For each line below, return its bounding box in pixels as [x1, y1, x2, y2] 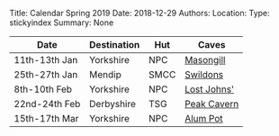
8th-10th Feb [13, 83, 73, 95]
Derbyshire [89, 98, 137, 110]
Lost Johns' [184, 83, 235, 95]
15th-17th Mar [13, 113, 79, 124]
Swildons [184, 68, 224, 80]
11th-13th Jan [13, 54, 78, 66]
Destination [89, 39, 140, 50]
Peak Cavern [184, 98, 239, 110]
